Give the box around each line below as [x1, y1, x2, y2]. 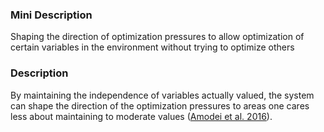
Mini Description [10, 8, 93, 22]
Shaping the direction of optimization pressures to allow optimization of [10, 31, 305, 43]
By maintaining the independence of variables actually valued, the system [10, 89, 315, 101]
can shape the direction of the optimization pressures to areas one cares [10, 99, 310, 112]
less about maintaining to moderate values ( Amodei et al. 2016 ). [10, 110, 273, 122]
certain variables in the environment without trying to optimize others [10, 41, 295, 53]
